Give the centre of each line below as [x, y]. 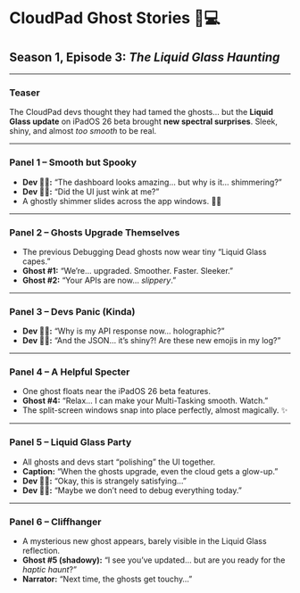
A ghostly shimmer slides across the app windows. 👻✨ [122, 201]
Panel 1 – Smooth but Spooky [73, 162]
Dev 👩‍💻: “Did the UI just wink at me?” [91, 191]
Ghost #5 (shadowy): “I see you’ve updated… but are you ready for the [154, 560]
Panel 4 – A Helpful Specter [70, 372]
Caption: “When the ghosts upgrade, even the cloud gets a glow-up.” [150, 471]
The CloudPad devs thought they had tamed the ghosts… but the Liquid [142, 112]
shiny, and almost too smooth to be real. [83, 131]
